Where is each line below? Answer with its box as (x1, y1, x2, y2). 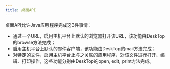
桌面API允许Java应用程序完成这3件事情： (5, 22, 93, 28)
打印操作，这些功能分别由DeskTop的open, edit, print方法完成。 (21, 58, 154, 64)
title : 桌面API (5, 7, 36, 13)
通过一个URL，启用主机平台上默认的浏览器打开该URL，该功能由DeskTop (12, 32, 165, 39)
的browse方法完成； (12, 39, 56, 45)
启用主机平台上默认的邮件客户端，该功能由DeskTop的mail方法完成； (12, 45, 157, 51)
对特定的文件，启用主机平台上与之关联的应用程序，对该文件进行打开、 (12, 52, 161, 58)
